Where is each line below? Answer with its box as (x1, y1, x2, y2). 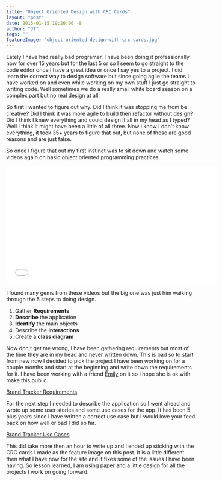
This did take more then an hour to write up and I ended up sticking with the (6, 442, 194, 450)
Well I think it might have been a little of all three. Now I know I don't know (6, 123, 190, 130)
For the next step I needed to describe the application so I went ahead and (6, 400, 191, 407)
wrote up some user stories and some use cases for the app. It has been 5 (6, 406, 191, 413)
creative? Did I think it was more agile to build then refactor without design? (6, 110, 194, 117)
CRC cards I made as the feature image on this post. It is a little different (6, 449, 185, 456)
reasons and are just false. (6, 136, 72, 142)
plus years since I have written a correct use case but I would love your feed (6, 413, 196, 420)
